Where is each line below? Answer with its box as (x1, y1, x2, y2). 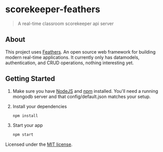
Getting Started (5, 74, 55, 83)
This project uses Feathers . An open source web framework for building (5, 48, 156, 55)
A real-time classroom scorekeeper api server (17, 20, 114, 27)
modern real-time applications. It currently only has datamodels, (5, 54, 140, 60)
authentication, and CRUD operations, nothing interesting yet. (5, 60, 134, 66)
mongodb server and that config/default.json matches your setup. (12, 93, 151, 99)
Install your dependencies (12, 103, 67, 109)
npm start (12, 132, 34, 137)
